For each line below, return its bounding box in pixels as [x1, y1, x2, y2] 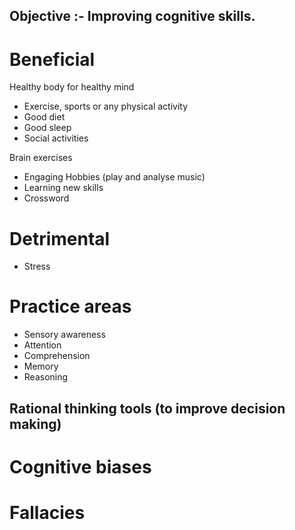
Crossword [23, 192, 70, 204]
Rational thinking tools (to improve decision [9, 400, 286, 417]
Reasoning [23, 371, 69, 383]
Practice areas [9, 295, 132, 318]
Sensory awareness [23, 329, 106, 341]
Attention [23, 339, 62, 351]
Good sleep [23, 122, 72, 134]
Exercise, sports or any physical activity [23, 100, 189, 113]
